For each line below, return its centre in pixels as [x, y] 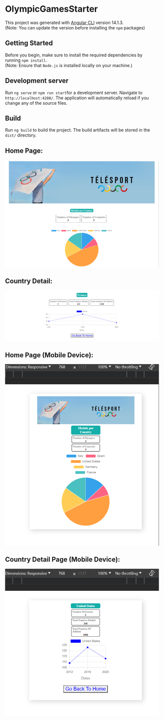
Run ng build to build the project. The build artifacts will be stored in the [78, 130]
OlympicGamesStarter [51, 9]
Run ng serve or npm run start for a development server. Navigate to [74, 93]
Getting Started [29, 43]
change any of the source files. [36, 103]
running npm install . [26, 60]
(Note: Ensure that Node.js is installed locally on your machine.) [69, 65]
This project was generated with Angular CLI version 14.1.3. [64, 23]
